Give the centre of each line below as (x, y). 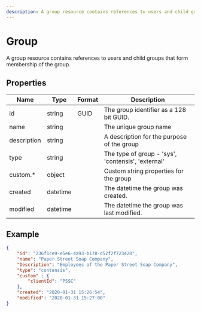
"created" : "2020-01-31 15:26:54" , (61, 293)
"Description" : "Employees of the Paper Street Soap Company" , (98, 264)
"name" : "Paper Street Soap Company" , (65, 259)
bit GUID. (117, 117)
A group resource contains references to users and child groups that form (97, 58)
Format (88, 100)
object (56, 175)
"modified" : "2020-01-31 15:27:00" (61, 298)
